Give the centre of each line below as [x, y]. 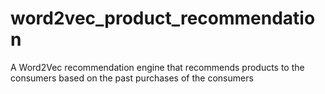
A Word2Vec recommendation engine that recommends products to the [157, 67]
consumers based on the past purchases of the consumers [132, 78]
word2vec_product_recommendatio [163, 18]
